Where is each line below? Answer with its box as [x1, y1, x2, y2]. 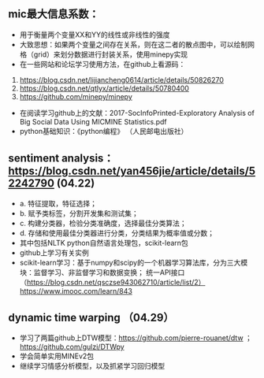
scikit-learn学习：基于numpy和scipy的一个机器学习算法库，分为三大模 [19, 258, 248, 267]
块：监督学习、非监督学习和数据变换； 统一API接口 [19, 267, 185, 277]
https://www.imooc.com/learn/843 [19, 286, 132, 295]
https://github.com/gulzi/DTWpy [19, 342, 125, 352]
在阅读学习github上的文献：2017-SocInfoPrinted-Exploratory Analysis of [19, 108, 255, 117]
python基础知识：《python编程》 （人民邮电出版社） [19, 126, 188, 135]
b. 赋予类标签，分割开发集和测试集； [19, 208, 139, 218]
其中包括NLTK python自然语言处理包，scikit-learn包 [19, 238, 189, 247]
